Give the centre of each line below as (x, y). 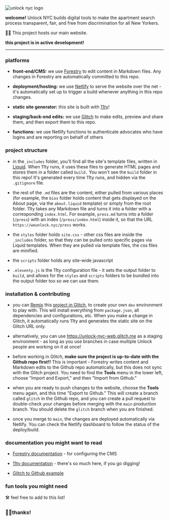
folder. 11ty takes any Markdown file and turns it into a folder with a (82, 208)
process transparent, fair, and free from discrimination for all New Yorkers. (82, 23)
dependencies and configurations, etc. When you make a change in (82, 315)
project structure (26, 150)
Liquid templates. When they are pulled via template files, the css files (85, 245)
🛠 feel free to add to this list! (35, 498)
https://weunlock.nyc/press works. (50, 224)
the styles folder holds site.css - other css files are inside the (77, 235)
